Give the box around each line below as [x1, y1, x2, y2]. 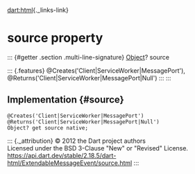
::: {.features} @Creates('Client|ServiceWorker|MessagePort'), [7, 66, 186, 75]
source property [7, 31, 103, 46]
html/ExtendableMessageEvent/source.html [7, 159, 133, 167]
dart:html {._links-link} [7, 6, 69, 14]
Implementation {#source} [7, 94, 125, 106]
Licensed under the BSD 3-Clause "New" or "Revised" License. [7, 143, 189, 152]
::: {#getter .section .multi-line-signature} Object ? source [7, 53, 170, 61]
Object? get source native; [7, 124, 89, 131]
